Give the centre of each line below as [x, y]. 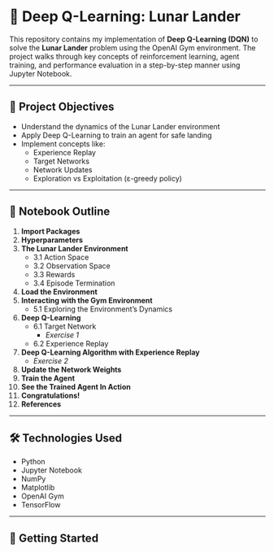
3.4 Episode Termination [74, 283]
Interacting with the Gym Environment [87, 300]
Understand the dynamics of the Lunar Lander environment [120, 126]
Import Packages [50, 231]
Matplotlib [38, 488]
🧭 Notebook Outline [60, 212]
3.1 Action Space [61, 257]
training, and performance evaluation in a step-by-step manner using [125, 65]
